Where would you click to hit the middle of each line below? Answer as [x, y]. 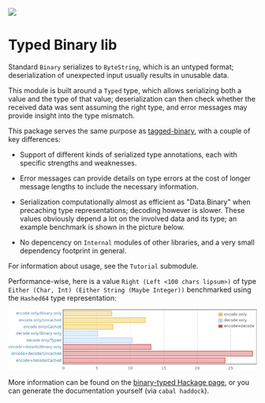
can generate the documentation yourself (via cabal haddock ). [109, 391]
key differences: [34, 139]
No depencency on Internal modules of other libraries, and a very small [137, 242]
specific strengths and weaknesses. [78, 162]
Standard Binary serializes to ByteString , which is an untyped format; [121, 66]
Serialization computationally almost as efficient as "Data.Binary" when [135, 202]
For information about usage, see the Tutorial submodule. [103, 266]
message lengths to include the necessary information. [109, 186]
